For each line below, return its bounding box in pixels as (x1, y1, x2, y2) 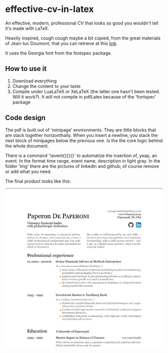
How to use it (5, 64, 47, 73)
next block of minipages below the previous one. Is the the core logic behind (5, 137, 163, 143)
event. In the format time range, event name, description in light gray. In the (5, 157, 160, 163)
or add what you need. (5, 168, 52, 174)
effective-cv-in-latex (5, 3, 94, 15)
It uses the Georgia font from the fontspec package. (5, 50, 112, 56)
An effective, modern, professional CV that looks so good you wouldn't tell (5, 20, 158, 26)
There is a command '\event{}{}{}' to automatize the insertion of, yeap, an (5, 152, 157, 158)
